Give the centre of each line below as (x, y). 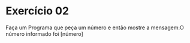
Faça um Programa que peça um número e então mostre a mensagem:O (95, 27)
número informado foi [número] (44, 33)
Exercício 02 (37, 11)
